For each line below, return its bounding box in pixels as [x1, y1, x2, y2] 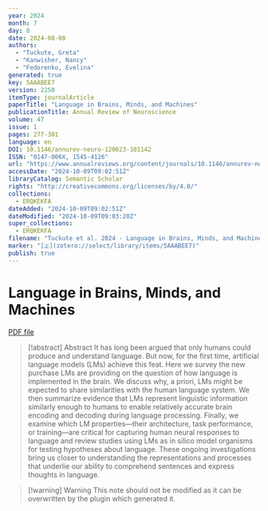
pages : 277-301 [8, 130, 59, 138]
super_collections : [8, 220, 73, 228]
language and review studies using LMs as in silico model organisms [27, 436, 254, 446]
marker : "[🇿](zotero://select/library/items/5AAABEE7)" [8, 242, 199, 250]
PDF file [8, 327, 34, 336]
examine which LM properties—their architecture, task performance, [27, 418, 254, 428]
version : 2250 [8, 85, 56, 94]
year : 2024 [8, 11, 45, 20]
